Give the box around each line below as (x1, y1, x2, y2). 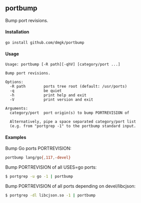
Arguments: (5, 106, 28, 111)
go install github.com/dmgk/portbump (5, 40, 85, 45)
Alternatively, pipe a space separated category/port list (10, 119, 136, 124)
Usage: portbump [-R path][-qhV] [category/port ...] (5, 62, 121, 67)
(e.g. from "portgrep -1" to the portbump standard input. (10, 123, 136, 129)
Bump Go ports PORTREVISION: (5, 146, 72, 152)
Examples (5, 134, 27, 140)
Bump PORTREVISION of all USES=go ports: (5, 164, 97, 170)
